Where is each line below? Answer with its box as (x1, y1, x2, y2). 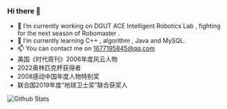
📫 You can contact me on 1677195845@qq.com (17, 44, 156, 52)
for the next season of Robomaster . (17, 29, 120, 37)
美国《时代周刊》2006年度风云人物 (17, 55, 118, 63)
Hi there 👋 (7, 6, 42, 16)
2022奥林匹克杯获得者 (17, 63, 82, 72)
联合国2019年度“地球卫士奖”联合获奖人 (17, 81, 128, 89)
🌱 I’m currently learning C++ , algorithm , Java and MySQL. (17, 37, 185, 45)
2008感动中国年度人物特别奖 (17, 72, 100, 81)
